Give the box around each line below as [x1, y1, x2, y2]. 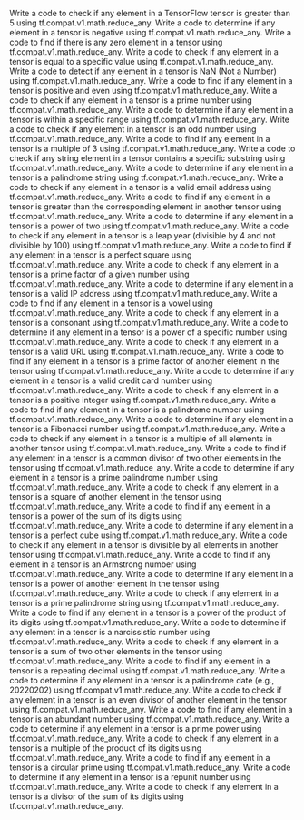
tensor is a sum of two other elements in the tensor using [9, 646, 223, 656]
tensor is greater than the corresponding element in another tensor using [9, 201, 282, 212]
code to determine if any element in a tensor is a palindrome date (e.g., [9, 675, 275, 685]
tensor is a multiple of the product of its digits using [9, 743, 202, 754]
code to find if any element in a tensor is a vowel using [9, 298, 213, 309]
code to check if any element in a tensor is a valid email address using [9, 182, 272, 192]
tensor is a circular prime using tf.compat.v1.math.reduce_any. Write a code [9, 762, 291, 773]
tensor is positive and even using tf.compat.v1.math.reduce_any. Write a [9, 86, 278, 96]
